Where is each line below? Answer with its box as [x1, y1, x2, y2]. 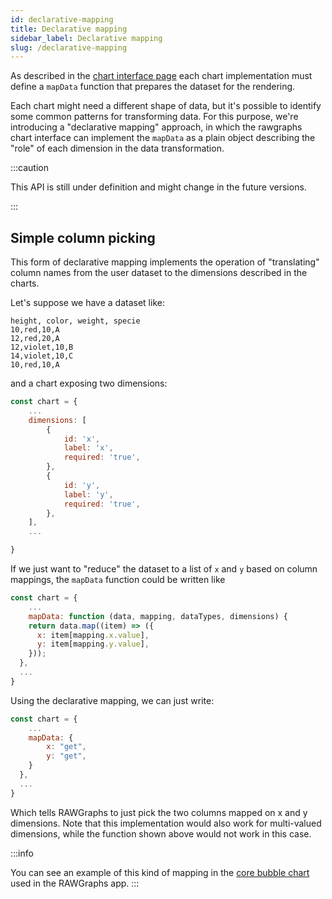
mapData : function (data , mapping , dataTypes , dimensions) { [28, 611, 288, 621]
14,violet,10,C [10, 351, 74, 361]
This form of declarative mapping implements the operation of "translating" [10, 256, 320, 268]
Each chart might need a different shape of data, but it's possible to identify [10, 100, 322, 112]
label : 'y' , [63, 489, 114, 500]
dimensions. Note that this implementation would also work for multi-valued [10, 817, 322, 829]
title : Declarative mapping [10, 24, 128, 34]
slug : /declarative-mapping [10, 42, 128, 53]
